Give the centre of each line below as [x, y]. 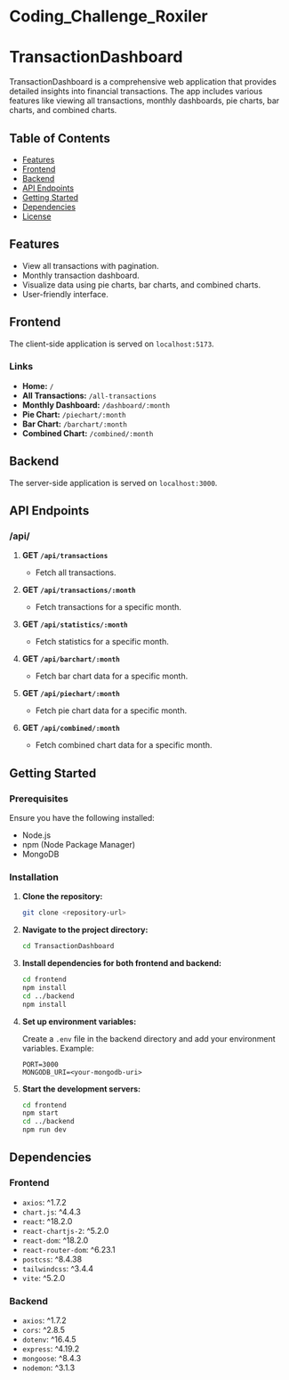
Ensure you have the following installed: [82, 818]
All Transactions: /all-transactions [89, 395]
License [36, 216]
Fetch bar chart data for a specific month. [112, 676]
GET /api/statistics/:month [75, 624]
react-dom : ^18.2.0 [55, 1240]
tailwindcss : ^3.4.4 [58, 1268]
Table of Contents [60, 138]
